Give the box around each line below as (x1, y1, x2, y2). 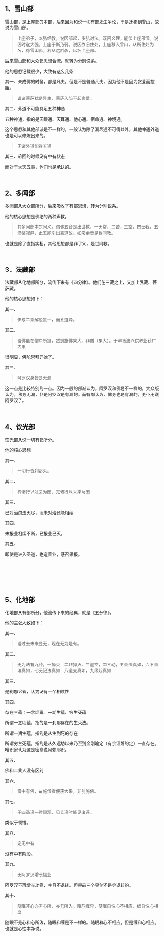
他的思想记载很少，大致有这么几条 (5, 68, 74, 74)
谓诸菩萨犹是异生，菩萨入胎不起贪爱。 (17, 95, 94, 101)
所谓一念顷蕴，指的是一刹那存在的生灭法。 (5, 720, 91, 726)
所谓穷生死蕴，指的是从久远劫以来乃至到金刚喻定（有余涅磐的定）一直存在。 (5, 740, 159, 746)
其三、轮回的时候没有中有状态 (5, 153, 65, 159)
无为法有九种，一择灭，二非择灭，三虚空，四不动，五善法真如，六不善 (17, 662, 159, 667)
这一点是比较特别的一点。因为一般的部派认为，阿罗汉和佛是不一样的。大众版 (5, 385, 159, 391)
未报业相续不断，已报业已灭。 (5, 531, 65, 537)
